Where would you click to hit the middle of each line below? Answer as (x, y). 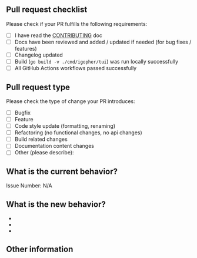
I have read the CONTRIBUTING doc (59, 35)
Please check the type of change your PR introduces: (71, 101)
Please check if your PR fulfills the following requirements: (77, 24)
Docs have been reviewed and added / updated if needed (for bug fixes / (103, 42)
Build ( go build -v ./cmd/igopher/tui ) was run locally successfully (96, 62)
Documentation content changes (54, 146)
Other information (40, 249)
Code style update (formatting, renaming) (65, 126)
